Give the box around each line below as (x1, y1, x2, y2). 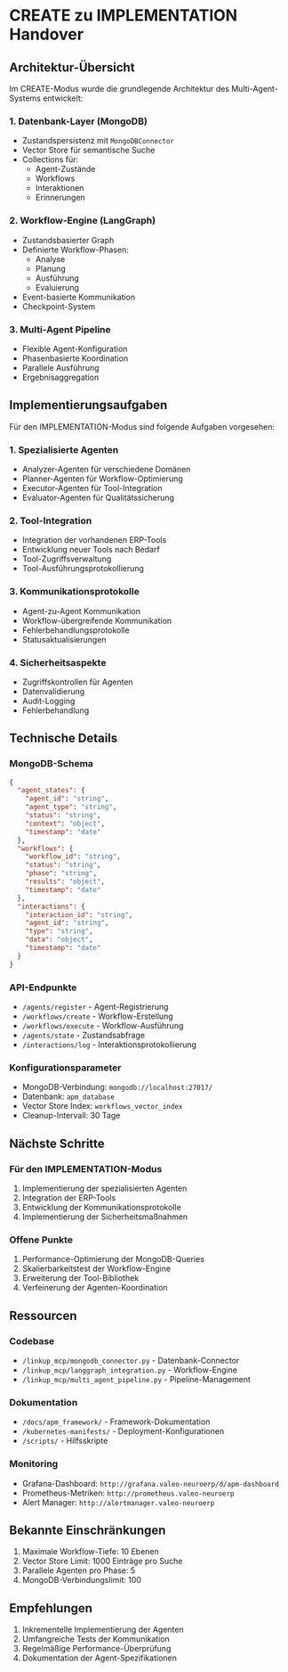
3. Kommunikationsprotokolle (9, 586, 140, 598)
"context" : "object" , (25, 819, 105, 828)
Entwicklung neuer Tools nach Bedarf (21, 545, 160, 555)
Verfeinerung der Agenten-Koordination (21, 1283, 168, 1293)
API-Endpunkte (9, 981, 77, 994)
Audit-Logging (21, 695, 76, 706)
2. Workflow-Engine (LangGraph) (9, 215, 156, 227)
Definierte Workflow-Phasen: (21, 244, 129, 255)
